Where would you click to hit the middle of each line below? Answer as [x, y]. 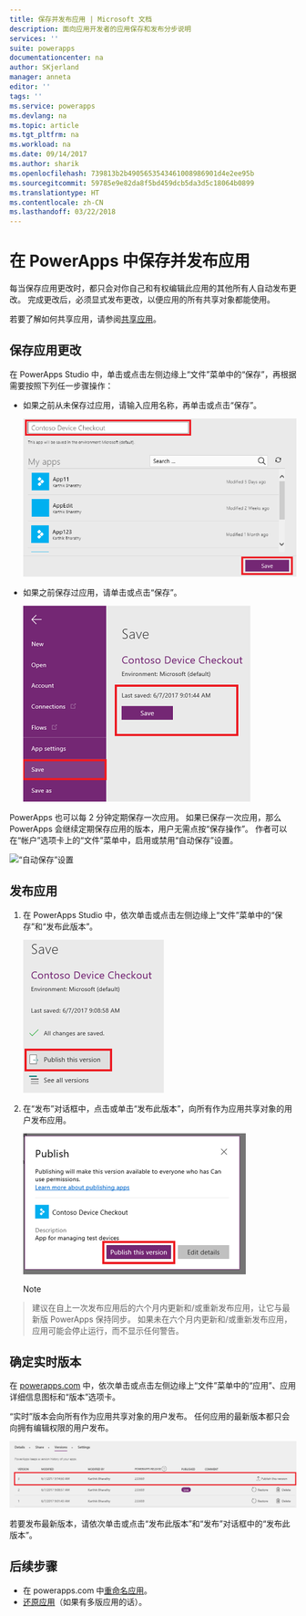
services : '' [34, 38]
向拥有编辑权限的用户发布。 [61, 1428]
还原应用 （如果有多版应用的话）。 [85, 1601]
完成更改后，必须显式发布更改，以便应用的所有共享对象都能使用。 [151, 300]
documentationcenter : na [56, 58]
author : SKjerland [44, 68]
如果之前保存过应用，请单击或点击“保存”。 [102, 592]
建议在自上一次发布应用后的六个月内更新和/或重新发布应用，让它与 [157, 1307]
